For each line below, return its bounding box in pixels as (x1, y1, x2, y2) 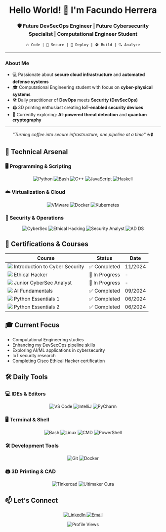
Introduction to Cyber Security (14, 263, 84, 270)
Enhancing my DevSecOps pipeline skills (12, 342, 95, 348)
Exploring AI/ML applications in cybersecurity (12, 347, 105, 353)
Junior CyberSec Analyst (14, 279, 72, 286)
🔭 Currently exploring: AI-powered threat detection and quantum (12, 111, 147, 117)
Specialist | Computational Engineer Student (29, 31, 137, 38)
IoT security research (12, 352, 56, 358)
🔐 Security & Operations (5, 214, 64, 221)
